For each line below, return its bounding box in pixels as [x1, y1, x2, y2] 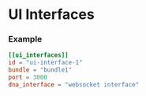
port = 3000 [8, 73, 47, 82]
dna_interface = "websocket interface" [8, 80, 140, 88]
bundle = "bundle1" [8, 66, 73, 74]
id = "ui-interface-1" [8, 59, 83, 67]
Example [8, 34, 43, 45]
